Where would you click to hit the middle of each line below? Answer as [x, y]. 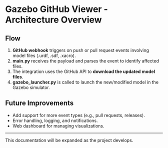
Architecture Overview [53, 20]
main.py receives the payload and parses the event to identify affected [85, 61]
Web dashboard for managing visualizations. [58, 125]
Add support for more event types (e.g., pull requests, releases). [78, 115]
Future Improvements [39, 103]
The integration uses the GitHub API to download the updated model [84, 71]
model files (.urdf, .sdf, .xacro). [44, 55]
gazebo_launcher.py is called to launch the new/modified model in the [85, 82]
